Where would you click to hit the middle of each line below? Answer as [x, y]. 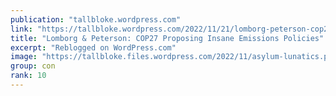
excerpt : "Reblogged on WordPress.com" [93, 47]
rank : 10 [28, 76]
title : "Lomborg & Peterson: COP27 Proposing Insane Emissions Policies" [167, 38]
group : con [33, 66]
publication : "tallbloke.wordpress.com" [96, 19]
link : [21, 29]
